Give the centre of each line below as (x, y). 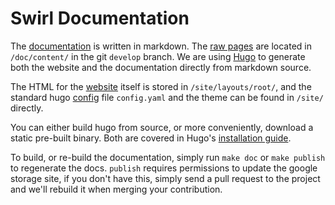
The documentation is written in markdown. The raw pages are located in (161, 46)
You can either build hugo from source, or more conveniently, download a (162, 127)
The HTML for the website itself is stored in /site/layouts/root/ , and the (161, 86)
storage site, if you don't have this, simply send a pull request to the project (165, 178)
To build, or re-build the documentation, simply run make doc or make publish (168, 157)
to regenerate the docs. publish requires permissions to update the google (164, 168)
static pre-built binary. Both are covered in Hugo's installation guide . (151, 138)
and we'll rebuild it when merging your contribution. (116, 189)
